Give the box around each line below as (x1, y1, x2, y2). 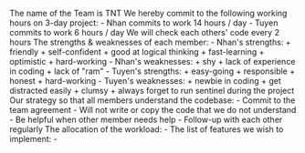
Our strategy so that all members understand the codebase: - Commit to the (9, 95, 296, 106)
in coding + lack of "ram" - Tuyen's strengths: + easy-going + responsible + (9, 66, 295, 76)
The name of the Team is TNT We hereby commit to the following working (9, 8, 288, 18)
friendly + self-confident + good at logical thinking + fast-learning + (9, 46, 265, 57)
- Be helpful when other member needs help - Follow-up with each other (9, 114, 283, 125)
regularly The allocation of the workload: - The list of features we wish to (9, 124, 284, 135)
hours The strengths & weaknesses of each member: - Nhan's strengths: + (9, 36, 291, 47)
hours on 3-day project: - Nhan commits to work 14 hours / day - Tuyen (9, 17, 279, 28)
